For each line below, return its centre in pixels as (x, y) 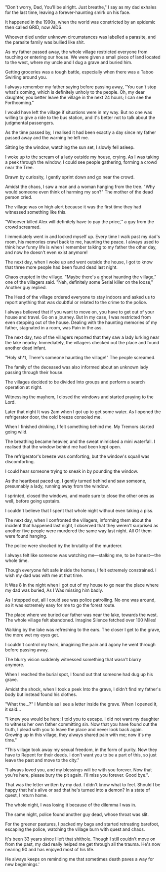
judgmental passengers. (30, 123)
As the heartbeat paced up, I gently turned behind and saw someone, (76, 481)
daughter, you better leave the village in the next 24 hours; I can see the (78, 97)
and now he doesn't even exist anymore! (46, 252)
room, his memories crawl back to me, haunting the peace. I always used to (82, 242)
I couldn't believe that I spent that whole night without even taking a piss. (79, 511)
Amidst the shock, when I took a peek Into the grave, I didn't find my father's (83, 689)
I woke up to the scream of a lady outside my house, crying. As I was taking (82, 157)
